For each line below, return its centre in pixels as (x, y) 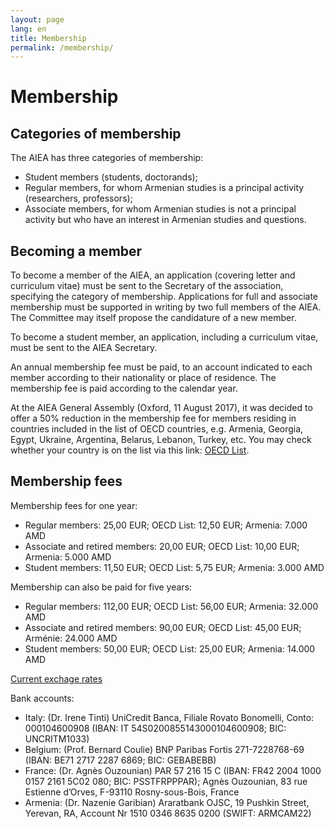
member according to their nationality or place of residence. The (143, 378)
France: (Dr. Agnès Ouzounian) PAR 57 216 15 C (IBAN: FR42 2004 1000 (173, 770)
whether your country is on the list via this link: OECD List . (130, 450)
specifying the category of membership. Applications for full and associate (164, 297)
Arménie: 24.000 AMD (71, 638)
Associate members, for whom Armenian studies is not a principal (160, 209)
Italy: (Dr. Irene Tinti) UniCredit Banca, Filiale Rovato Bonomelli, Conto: (169, 717)
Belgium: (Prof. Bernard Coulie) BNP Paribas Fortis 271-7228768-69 (164, 749)
